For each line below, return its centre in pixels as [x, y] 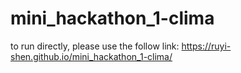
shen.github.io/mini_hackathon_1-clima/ [91, 56]
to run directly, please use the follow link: [95, 46]
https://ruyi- [206, 46]
